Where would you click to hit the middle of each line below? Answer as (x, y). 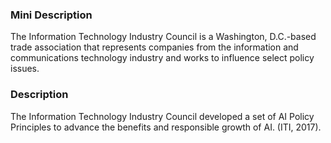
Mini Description (51, 15)
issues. (25, 69)
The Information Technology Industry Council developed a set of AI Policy (162, 116)
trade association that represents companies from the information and (154, 47)
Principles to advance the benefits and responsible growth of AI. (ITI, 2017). (166, 127)
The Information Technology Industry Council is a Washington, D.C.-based (163, 37)
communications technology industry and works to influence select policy (162, 58)
